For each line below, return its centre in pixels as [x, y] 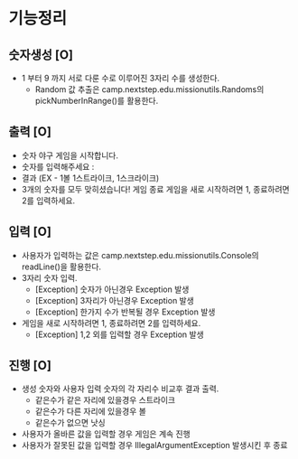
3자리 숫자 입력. [49, 277]
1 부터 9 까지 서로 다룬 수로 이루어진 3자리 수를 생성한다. [121, 78]
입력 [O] [30, 232]
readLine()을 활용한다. [61, 267]
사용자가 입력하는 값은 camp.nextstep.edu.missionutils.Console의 [140, 255]
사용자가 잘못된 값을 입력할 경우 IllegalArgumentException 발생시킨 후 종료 [154, 445]
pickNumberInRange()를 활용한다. [97, 101]
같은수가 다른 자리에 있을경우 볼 [90, 411]
